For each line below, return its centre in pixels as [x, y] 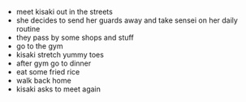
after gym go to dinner [54, 63]
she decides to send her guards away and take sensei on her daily [127, 20]
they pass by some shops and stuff [75, 37]
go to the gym [39, 46]
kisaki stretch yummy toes [60, 55]
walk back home [43, 81]
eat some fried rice [48, 72]
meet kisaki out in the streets [65, 12]
